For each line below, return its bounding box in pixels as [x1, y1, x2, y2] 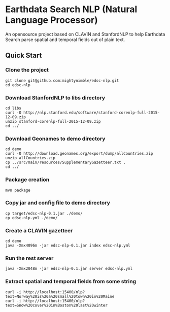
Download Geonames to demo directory [5, 135, 106, 142]
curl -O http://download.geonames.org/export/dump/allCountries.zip [5, 151, 153, 156]
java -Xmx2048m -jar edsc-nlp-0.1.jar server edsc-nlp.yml [5, 266, 133, 271]
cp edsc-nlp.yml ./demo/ [5, 215, 58, 220]
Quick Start [5, 51, 42, 60]
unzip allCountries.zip [5, 156, 56, 161]
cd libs [5, 106, 22, 111]
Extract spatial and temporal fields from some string [5, 278, 137, 285]
